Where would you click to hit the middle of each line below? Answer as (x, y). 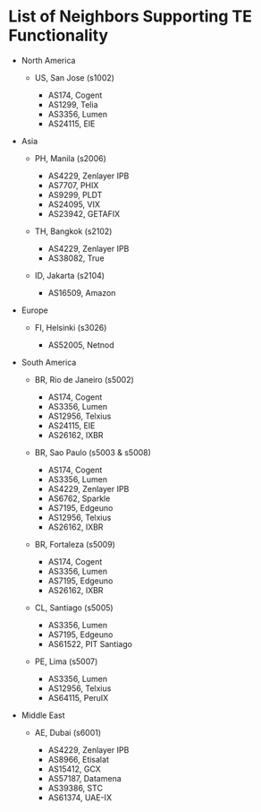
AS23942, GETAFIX (84, 213)
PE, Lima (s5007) (66, 661)
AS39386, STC (76, 788)
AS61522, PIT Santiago (90, 644)
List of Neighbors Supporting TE (130, 17)
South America (49, 362)
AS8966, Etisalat (78, 759)
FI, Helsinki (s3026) (71, 327)
